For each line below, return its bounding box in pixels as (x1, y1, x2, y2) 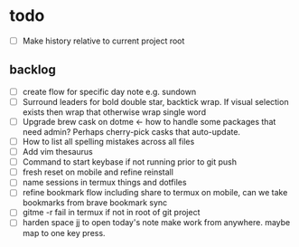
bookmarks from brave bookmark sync (22, 197, 168, 208)
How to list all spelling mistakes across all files (22, 137, 195, 147)
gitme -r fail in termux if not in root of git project (22, 207, 201, 218)
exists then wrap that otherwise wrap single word (22, 106, 206, 118)
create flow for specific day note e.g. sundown (22, 86, 197, 97)
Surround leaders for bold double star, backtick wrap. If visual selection (22, 96, 289, 107)
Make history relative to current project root (22, 35, 185, 46)
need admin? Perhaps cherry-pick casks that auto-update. (22, 127, 241, 137)
